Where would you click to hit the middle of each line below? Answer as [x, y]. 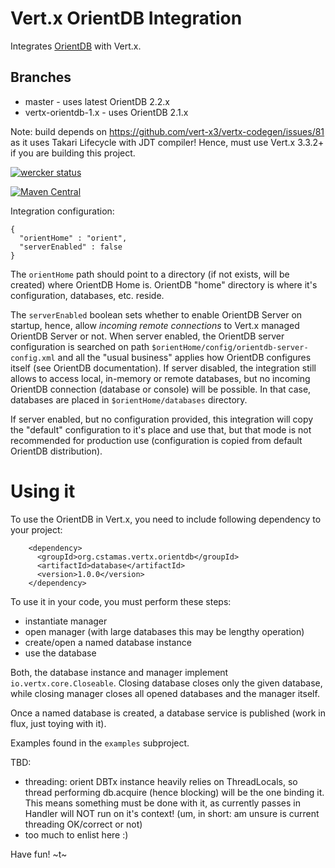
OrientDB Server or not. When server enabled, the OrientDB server [147, 336]
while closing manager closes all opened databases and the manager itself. [165, 693]
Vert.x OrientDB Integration [126, 18]
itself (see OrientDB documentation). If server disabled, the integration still [163, 368]
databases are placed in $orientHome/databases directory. [129, 399]
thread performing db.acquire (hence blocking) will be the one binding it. [174, 792]
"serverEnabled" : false [71, 247]
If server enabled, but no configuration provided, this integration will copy [162, 419]
